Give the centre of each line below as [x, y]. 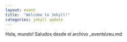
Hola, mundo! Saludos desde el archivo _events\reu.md [64, 34]
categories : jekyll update [34, 19]
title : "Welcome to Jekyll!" [38, 15]
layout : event [21, 10]
